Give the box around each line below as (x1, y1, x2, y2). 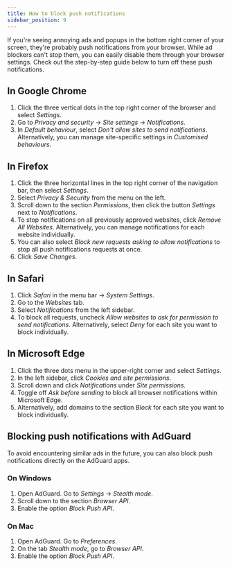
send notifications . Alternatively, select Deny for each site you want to (17, 320, 217, 329)
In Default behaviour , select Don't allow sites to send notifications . (17, 125, 208, 134)
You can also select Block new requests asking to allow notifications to (17, 238, 220, 246)
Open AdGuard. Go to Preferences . (17, 537, 118, 546)
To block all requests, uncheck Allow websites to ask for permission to (17, 313, 219, 321)
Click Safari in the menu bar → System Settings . (17, 290, 154, 299)
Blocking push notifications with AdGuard (7, 430, 192, 442)
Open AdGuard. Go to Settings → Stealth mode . (17, 489, 154, 498)
